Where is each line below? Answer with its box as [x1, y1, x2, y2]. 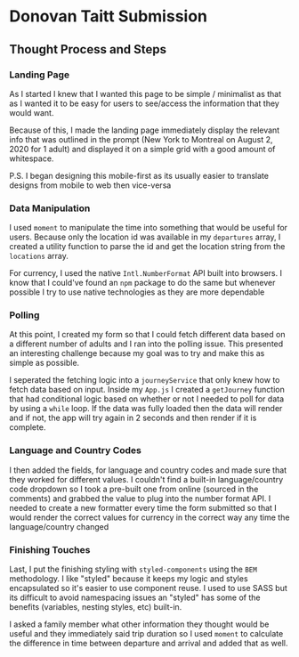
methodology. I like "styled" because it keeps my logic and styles [9, 573, 248, 584]
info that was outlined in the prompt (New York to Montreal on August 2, [9, 134, 273, 144]
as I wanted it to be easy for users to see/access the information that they [9, 98, 280, 109]
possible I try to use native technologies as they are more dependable [9, 287, 265, 297]
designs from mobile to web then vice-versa [9, 180, 172, 191]
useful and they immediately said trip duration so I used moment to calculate [9, 629, 284, 639]
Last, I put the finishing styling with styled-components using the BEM [9, 564, 258, 575]
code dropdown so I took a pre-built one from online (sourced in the [9, 483, 259, 494]
